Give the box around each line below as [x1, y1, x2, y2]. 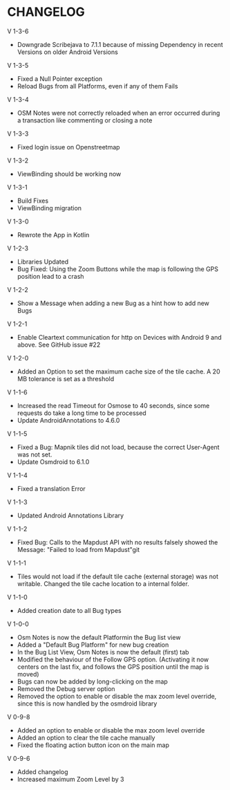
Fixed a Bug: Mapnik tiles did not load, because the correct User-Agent [17, 443, 220, 451]
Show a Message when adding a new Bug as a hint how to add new [17, 299, 209, 307]
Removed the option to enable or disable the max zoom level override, [17, 692, 217, 700]
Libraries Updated [17, 257, 69, 266]
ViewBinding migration [17, 203, 82, 212]
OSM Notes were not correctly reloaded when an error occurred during [17, 109, 220, 117]
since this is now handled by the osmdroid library [17, 699, 157, 708]
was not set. [17, 450, 52, 459]
